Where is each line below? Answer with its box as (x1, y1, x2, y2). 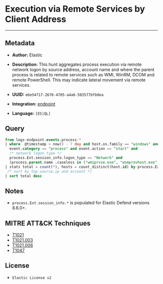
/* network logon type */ (9, 151, 62, 156)
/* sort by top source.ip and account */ (7, 169, 92, 174)
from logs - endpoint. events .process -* (5, 137, 81, 142)
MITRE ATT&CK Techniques (5, 219, 91, 227)
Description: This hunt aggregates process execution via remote (12, 61, 142, 67)
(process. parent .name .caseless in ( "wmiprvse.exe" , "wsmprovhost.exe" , (9, 160, 160, 165)
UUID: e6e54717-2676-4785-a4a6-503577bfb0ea (12, 91, 104, 97)
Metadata (5, 39, 35, 47)
